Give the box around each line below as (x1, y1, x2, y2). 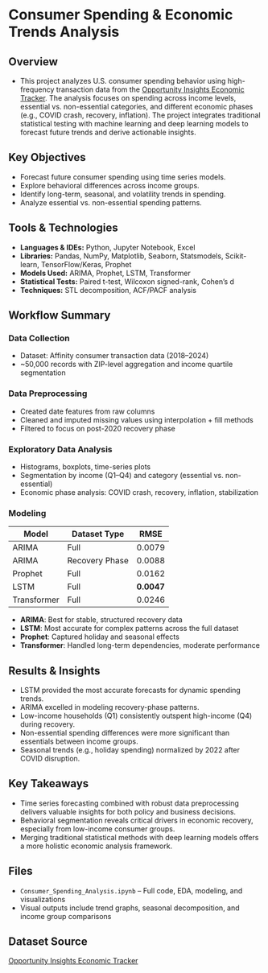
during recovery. (19, 719, 76, 729)
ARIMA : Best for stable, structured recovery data (19, 615, 183, 625)
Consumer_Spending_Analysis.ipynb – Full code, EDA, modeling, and (19, 885, 243, 895)
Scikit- (225, 251, 247, 261)
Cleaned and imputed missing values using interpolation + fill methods (19, 414, 254, 424)
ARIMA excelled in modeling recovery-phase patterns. (19, 703, 200, 712)
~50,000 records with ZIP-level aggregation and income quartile (19, 360, 233, 369)
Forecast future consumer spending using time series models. (19, 171, 226, 182)
